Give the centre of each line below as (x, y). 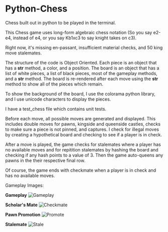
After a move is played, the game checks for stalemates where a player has (83, 144)
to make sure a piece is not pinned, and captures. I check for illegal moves (82, 129)
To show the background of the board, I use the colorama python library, (80, 94)
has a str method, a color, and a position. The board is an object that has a (82, 68)
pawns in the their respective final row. (45, 160)
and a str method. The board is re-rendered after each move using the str (82, 79)
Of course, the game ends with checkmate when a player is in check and (81, 170)
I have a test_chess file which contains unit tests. (56, 109)
